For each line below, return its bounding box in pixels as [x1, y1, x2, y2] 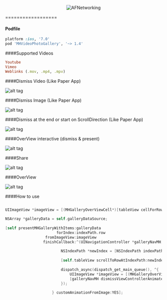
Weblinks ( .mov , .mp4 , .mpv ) [5, 69, 66, 74]
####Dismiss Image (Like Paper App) [5, 97, 82, 103]
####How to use [5, 193, 40, 199]
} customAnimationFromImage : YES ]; [52, 290, 123, 295]
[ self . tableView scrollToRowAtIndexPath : [60, 258, 148, 263]
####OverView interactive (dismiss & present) [5, 135, 100, 141]
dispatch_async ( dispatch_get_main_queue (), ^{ [60, 267, 159, 272]
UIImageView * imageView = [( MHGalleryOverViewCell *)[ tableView [5, 207, 139, 212]
